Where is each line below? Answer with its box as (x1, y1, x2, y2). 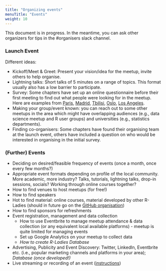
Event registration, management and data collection (12, 213, 118, 219)
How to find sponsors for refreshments (12, 207, 92, 213)
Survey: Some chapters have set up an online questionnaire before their (12, 90, 159, 95)
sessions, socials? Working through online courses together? (12, 181, 137, 187)
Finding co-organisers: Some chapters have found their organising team (12, 126, 160, 132)
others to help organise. (12, 74, 61, 80)
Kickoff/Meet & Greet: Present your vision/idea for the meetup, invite (12, 68, 152, 74)
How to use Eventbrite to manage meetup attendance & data (19, 218, 143, 224)
